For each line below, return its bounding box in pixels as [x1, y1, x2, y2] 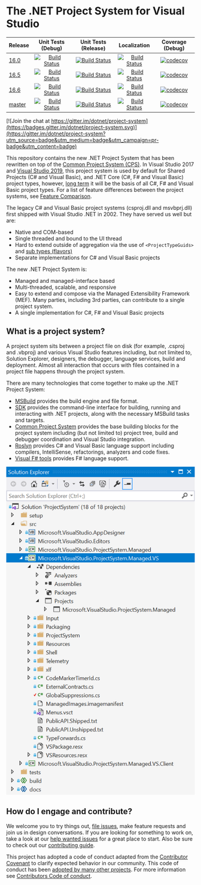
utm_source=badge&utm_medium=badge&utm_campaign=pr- [6, 136, 159, 143]
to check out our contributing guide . [6, 841, 95, 848]
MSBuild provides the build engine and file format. [14, 397, 139, 404]
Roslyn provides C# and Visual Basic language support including [14, 442, 175, 449]
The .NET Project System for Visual [6, 4, 185, 18]
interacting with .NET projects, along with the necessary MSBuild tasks [14, 410, 190, 417]
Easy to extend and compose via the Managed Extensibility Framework [14, 289, 190, 297]
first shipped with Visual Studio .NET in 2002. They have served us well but [6, 210, 192, 218]
